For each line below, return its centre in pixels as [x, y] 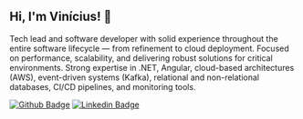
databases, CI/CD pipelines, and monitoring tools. [103, 86]
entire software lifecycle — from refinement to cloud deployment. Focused [149, 48]
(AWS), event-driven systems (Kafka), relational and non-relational [135, 77]
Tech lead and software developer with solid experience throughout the [144, 38]
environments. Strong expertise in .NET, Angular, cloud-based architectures [152, 67]
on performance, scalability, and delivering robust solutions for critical [141, 58]
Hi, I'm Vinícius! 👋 [61, 17]
